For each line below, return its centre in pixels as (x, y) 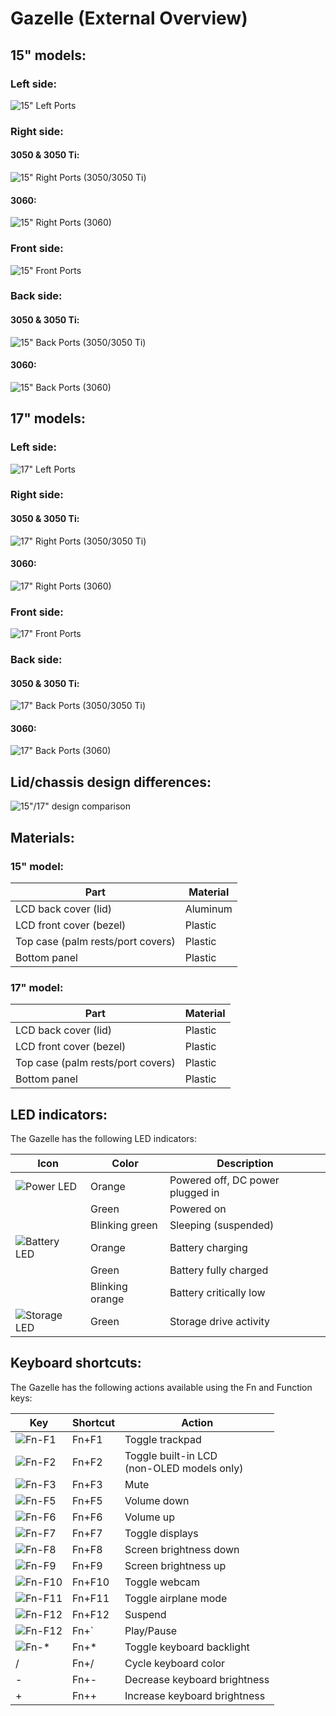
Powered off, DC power (224, 1180)
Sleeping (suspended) (222, 1225)
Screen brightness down (182, 1549)
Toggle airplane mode (176, 1598)
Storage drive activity (220, 1322)
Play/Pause (151, 1630)
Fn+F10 (91, 1582)
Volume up (150, 1517)
